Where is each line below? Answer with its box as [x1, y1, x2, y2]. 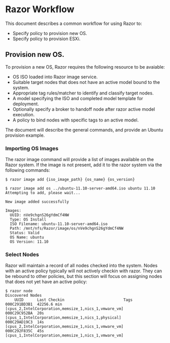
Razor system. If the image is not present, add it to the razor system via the [5, 162, 162, 168]
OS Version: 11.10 [10, 239, 49, 244]
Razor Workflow [5, 4, 75, 15]
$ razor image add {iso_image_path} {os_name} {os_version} [5, 177, 135, 182]
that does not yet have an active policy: [5, 278, 87, 285]
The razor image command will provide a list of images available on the [5, 157, 154, 163]
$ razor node [5, 289, 33, 294]
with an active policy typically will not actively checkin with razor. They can [5, 268, 162, 274]
